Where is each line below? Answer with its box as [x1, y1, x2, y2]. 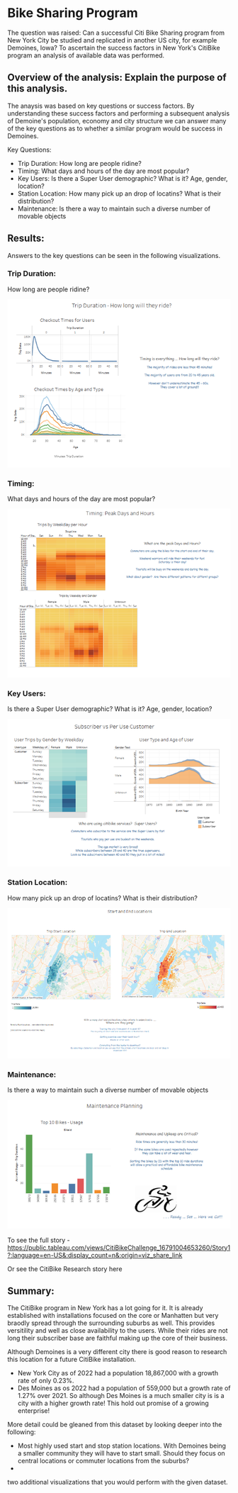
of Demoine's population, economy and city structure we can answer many [7, 116, 227, 125]
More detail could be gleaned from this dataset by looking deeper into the [7, 1420, 222, 1429]
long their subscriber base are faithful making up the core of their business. [7, 1334, 228, 1343]
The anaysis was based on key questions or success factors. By [7, 101, 195, 110]
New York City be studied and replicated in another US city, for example [7, 35, 217, 44]
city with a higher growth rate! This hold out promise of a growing [17, 1399, 209, 1408]
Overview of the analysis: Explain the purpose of [7, 72, 227, 84]
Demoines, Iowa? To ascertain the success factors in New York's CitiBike [7, 43, 221, 52]
